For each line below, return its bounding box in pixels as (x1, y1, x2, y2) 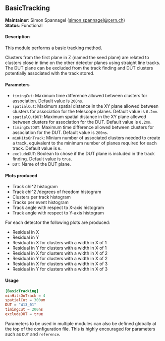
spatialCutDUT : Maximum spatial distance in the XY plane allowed (12, 114, 146, 120)
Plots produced (5, 172, 38, 178)
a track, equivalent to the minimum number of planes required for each (12, 140, 157, 146)
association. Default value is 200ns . (12, 98, 84, 104)
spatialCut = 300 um (5, 298, 46, 303)
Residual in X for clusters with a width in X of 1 (12, 240, 107, 246)
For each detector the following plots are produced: (5, 219, 110, 225)
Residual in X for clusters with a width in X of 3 (12, 261, 108, 267)
